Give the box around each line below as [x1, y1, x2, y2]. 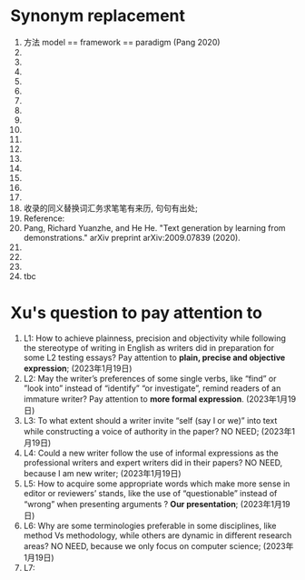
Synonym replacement [10, 5, 185, 26]
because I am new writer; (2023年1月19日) [23, 467, 182, 478]
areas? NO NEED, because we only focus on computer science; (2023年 [23, 540, 294, 551]
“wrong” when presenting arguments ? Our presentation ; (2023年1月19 [23, 498, 291, 509]
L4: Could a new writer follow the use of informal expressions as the [23, 447, 280, 458]
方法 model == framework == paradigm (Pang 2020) [23, 36, 221, 47]
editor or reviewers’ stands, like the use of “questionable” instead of [23, 487, 278, 498]
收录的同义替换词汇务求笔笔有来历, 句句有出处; [23, 202, 198, 214]
